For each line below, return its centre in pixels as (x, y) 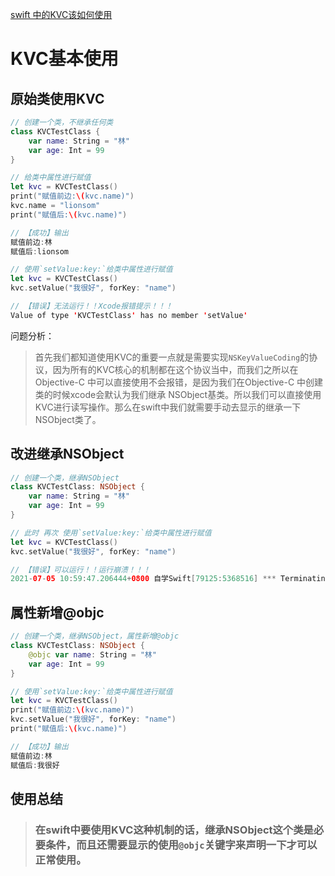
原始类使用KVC (57, 98)
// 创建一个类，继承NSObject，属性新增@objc (95, 636)
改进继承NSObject (67, 454)
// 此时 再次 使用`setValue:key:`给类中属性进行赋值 (111, 533)
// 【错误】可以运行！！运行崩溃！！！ (80, 569)
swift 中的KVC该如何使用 (61, 14)
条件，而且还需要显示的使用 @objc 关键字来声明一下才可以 (181, 845)
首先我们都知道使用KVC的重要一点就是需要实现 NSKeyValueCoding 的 (172, 357)
